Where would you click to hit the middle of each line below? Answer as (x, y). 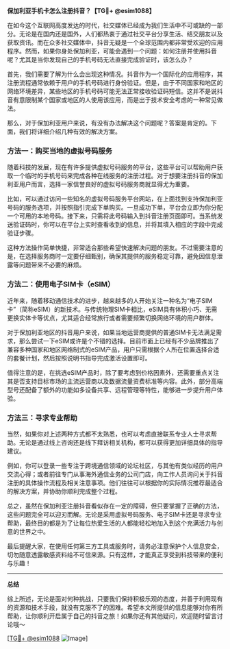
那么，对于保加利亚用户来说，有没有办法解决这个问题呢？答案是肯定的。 (109, 123)
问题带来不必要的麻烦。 (52, 265)
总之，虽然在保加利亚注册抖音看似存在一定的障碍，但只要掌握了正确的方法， (115, 506)
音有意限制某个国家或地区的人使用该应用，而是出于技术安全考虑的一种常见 (112, 100)
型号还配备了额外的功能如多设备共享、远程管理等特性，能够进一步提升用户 (112, 389)
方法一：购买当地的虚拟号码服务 (60, 151)
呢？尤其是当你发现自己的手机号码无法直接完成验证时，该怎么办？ (100, 60)
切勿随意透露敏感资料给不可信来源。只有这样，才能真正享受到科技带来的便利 (115, 554)
